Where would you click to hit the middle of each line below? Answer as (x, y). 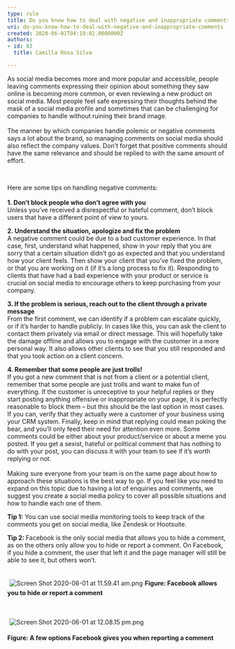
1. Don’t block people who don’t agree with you (77, 202)
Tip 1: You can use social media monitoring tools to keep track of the (106, 516)
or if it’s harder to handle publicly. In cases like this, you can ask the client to (117, 326)
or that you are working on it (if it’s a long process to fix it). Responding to (113, 268)
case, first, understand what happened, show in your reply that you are (109, 245)
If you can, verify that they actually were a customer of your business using (116, 414)
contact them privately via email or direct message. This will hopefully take (115, 334)
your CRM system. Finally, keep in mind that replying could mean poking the (117, 421)
